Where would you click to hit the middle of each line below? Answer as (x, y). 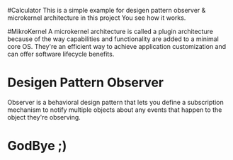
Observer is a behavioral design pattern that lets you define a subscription (116, 102)
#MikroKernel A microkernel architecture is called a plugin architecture (110, 32)
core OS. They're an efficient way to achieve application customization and (117, 46)
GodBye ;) (37, 146)
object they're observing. (44, 117)
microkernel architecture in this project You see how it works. (97, 18)
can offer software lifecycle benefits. (61, 54)
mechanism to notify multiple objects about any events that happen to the (115, 110)
